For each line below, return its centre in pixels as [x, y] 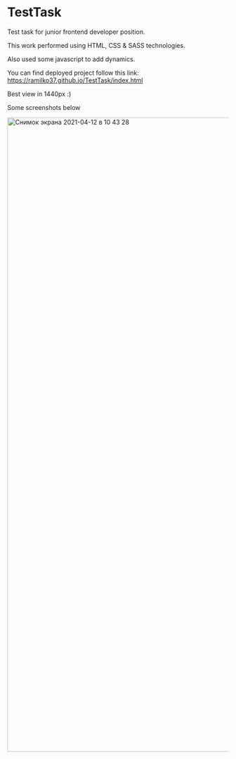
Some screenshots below [44, 107]
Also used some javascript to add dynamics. [71, 59]
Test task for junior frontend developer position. [76, 32]
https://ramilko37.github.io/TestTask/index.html [75, 80]
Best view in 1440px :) [39, 94]
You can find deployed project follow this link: [73, 73]
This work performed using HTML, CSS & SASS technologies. [96, 45]
